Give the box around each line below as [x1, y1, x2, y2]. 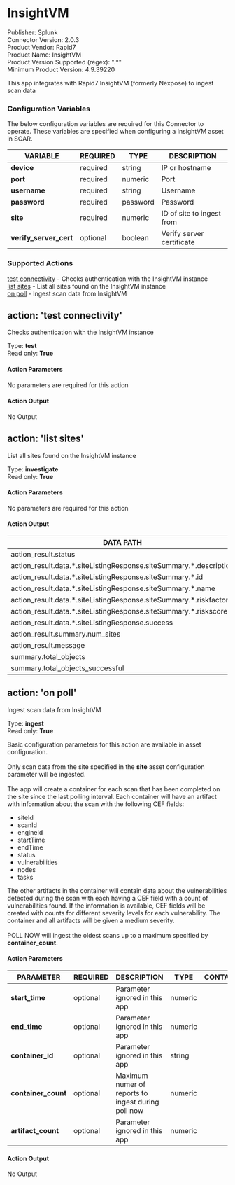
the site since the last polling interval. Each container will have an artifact [7, 792, 217, 801]
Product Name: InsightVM [7, 50, 82, 59]
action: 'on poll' [7, 687, 77, 699]
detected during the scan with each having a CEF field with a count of [7, 894, 208, 902]
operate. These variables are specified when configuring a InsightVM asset [7, 127, 224, 136]
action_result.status [10, 549, 76, 559]
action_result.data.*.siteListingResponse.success [10, 618, 173, 628]
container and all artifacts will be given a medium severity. [7, 916, 175, 924]
